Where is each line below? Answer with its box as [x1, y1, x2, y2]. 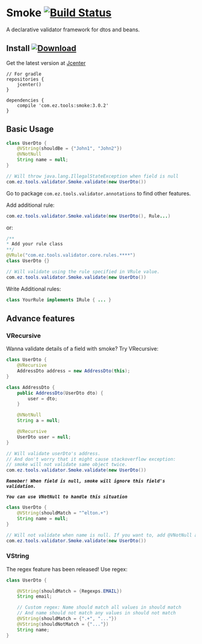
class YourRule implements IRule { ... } [6, 296, 112, 303]
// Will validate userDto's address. [6, 450, 101, 456]
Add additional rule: [6, 201, 55, 209]
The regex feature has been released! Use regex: [6, 565, 128, 572]
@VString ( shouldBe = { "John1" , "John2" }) [17, 146, 122, 152]
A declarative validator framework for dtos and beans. [6, 26, 140, 33]
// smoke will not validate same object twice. [6, 462, 128, 468]
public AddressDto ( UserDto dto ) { [17, 390, 103, 396]
